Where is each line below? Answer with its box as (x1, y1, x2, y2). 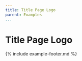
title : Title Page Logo (5, 7, 56, 13)
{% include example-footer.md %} (5, 51, 77, 57)
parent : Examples (5, 12, 42, 17)
